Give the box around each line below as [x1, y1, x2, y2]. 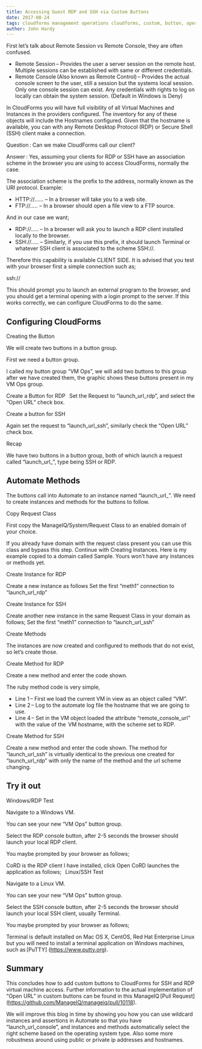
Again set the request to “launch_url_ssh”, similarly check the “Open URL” [6, 422, 188, 429]
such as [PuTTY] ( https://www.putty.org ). [6, 946, 108, 953]
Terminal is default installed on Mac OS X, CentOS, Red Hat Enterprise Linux [6, 933, 195, 940]
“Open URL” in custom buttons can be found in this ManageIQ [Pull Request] [6, 992, 195, 1000]
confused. [6, 49, 32, 56]
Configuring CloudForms [6, 316, 102, 327]
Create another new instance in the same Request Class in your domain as [6, 612, 191, 619]
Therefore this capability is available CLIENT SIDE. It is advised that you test [6, 257, 194, 264]
